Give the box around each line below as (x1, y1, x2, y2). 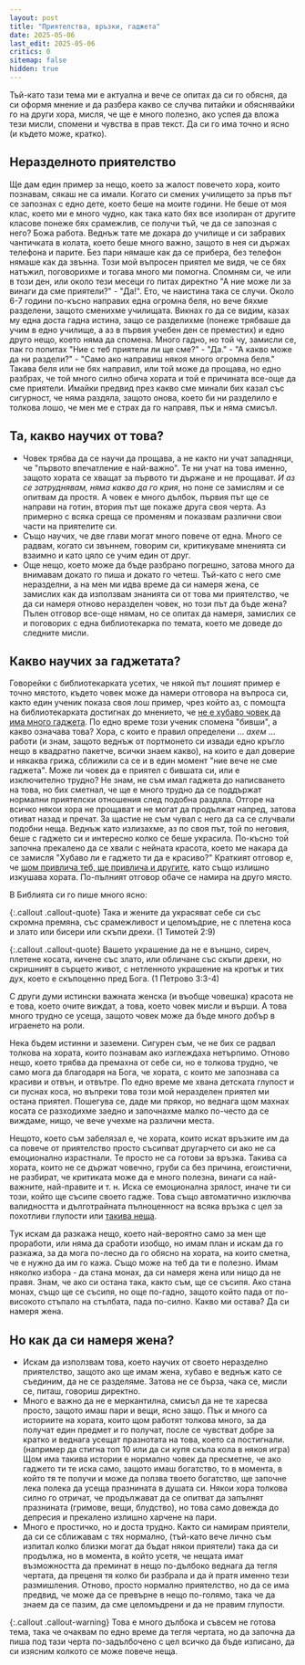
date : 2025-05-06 (9, 30, 76, 39)
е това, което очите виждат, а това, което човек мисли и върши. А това (9, 1000, 288, 1011)
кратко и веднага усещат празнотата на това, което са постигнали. (22, 1434, 285, 1445)
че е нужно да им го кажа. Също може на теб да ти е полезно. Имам (9, 1257, 279, 1269)
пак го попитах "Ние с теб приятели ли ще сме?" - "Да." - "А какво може (9, 343, 293, 354)
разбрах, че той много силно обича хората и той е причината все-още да (9, 372, 297, 383)
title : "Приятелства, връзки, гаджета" (9, 22, 161, 31)
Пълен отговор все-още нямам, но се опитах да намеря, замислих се (22, 608, 297, 619)
